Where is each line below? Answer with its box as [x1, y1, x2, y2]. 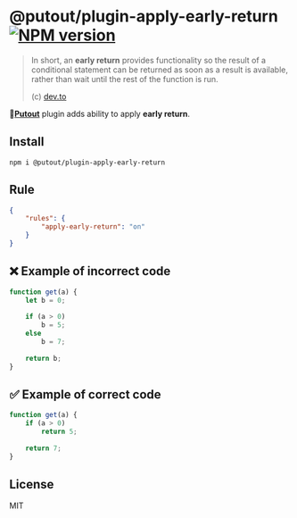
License [9, 476, 54, 492]
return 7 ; [25, 444, 62, 453]
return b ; [25, 354, 62, 363]
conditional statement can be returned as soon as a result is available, [30, 64, 288, 75]
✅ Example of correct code [9, 387, 162, 402]
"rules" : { [25, 214, 66, 223]
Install [9, 134, 45, 149]
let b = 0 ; [25, 296, 66, 305]
